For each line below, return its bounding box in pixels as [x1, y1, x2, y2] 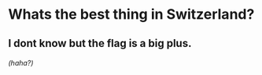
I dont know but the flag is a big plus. [8, 37, 192, 50]
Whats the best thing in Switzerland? [8, 5, 255, 23]
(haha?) [8, 59, 34, 68]
